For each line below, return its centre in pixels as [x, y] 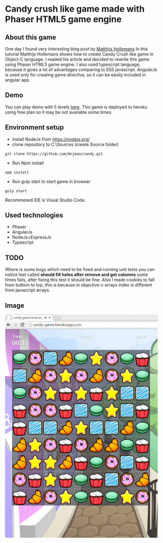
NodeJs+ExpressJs [32, 237]
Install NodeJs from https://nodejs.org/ [51, 139]
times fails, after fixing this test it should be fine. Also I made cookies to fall [80, 280]
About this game [31, 37]
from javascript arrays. [28, 290]
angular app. [18, 80]
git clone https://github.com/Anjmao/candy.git [54, 154]
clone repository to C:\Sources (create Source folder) [65, 144]
